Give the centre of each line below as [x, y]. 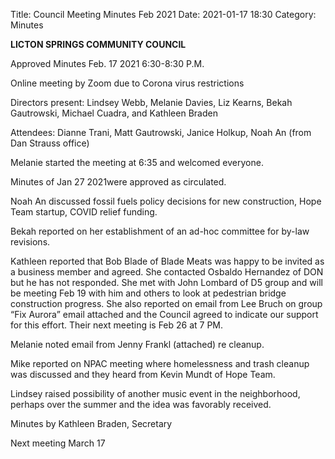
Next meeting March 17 [58, 443]
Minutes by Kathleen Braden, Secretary [91, 423]
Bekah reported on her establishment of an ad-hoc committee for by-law [160, 231]
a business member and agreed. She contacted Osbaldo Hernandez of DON [167, 272]
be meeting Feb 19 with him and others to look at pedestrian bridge [148, 293]
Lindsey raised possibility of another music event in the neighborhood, [155, 393]
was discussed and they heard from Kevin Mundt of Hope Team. [143, 374]
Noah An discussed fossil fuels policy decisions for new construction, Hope [166, 201]
